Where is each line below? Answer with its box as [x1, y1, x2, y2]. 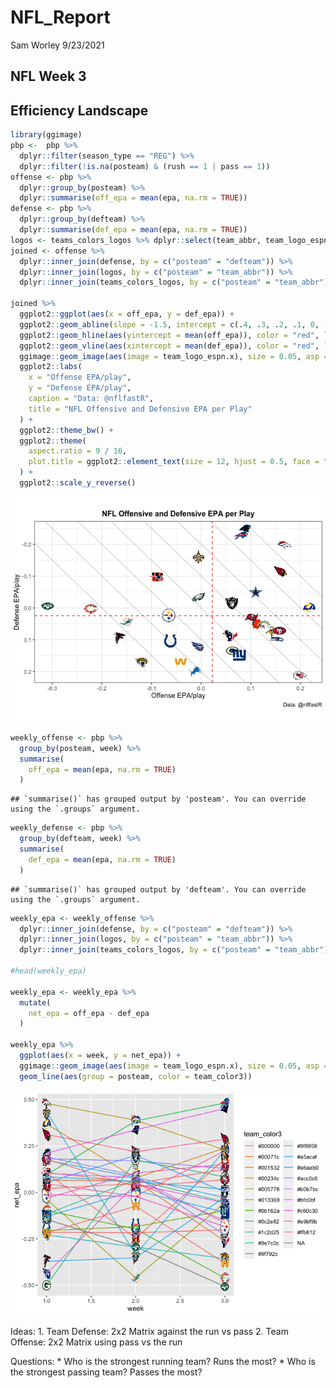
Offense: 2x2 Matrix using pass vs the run [10, 1336, 183, 1348]
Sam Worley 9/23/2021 [10, 39, 105, 51]
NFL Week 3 [10, 68, 87, 85]
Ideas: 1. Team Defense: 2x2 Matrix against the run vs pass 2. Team [10, 1325, 289, 1337]
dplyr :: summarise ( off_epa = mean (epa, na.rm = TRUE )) [19, 193, 248, 203]
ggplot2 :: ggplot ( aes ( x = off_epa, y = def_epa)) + [19, 309, 235, 320]
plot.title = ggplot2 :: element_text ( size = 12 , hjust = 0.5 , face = [28, 457, 320, 467]
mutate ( [19, 997, 52, 1008]
